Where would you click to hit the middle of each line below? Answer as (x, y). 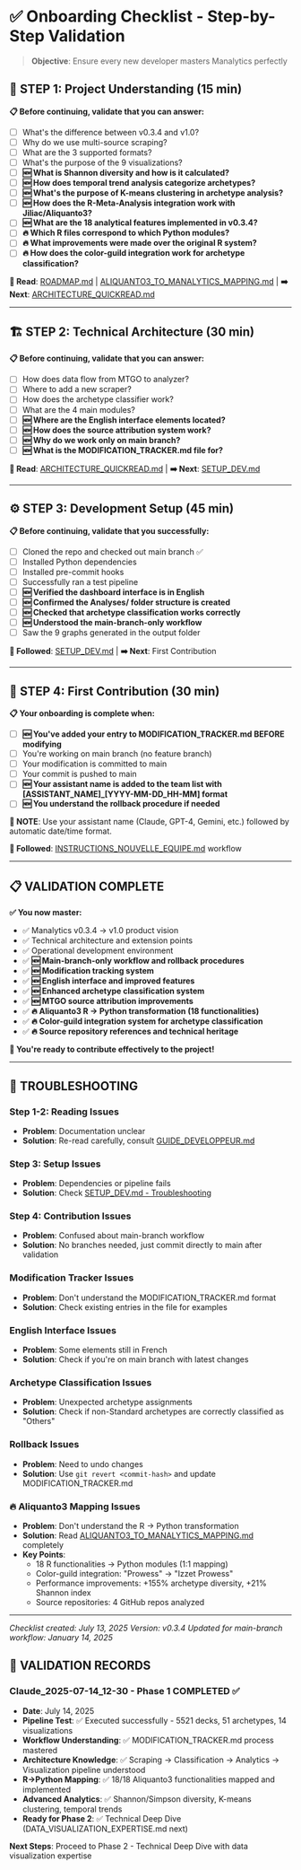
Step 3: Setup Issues (55, 1164)
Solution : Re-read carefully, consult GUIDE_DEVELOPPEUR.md (138, 1140)
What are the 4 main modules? (79, 409)
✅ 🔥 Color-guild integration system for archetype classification (142, 1021)
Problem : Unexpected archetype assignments (107, 1402)
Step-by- (241, 17)
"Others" (39, 1421)
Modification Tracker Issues (72, 1278)
